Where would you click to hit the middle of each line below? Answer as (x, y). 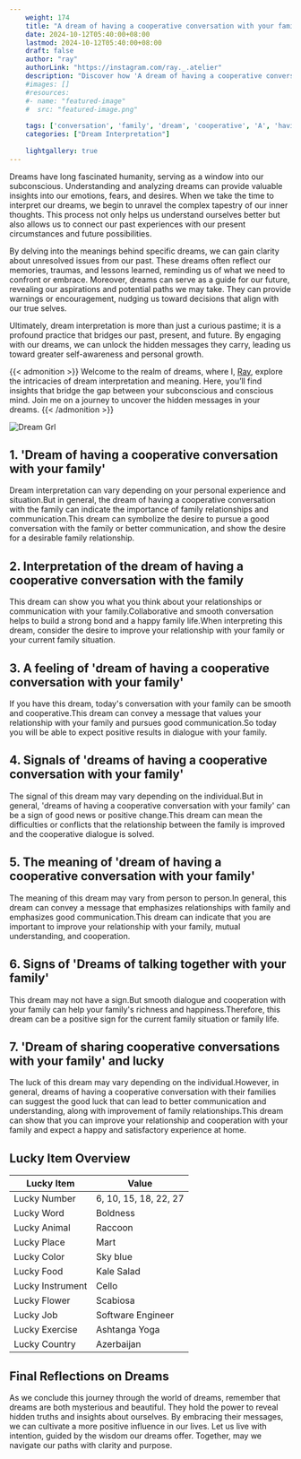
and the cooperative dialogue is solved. (82, 833)
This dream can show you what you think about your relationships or (136, 602)
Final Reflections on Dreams (89, 1376)
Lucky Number (45, 1199)
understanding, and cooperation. (70, 936)
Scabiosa (115, 1300)
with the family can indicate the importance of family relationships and (139, 509)
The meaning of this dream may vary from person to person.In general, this (148, 898)
